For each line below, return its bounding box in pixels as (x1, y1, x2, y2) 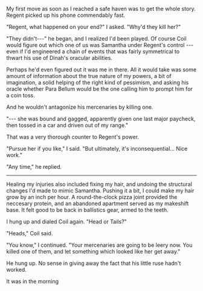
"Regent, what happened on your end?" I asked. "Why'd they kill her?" (6, 24, 181, 30)
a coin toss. (6, 92, 35, 99)
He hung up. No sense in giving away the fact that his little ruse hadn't (6, 260, 181, 267)
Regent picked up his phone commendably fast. (6, 11, 126, 19)
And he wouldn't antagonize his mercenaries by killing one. (6, 103, 153, 111)
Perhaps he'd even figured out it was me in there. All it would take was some (6, 66, 197, 73)
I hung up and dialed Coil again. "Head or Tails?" (6, 218, 127, 225)
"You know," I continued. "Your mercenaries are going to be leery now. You (6, 241, 193, 249)
